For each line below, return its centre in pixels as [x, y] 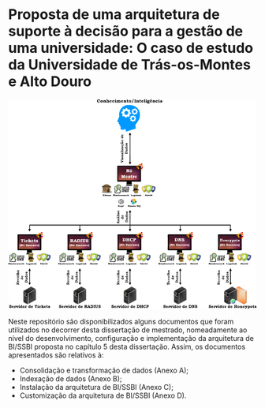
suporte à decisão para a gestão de [125, 31]
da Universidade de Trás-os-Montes [129, 65]
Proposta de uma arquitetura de [114, 15]
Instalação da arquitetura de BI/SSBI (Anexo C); [96, 387]
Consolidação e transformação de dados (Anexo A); [104, 370]
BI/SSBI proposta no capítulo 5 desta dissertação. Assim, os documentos [127, 346]
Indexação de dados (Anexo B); [71, 378]
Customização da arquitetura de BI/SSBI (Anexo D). [103, 395]
